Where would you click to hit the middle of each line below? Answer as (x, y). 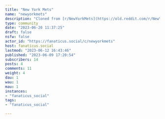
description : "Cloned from (33, 19)
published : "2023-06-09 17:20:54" (41, 55)
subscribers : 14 (22, 59)
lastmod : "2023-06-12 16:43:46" (38, 50)
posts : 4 (14, 64)
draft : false (18, 32)
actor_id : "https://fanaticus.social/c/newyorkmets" (60, 41)
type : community (22, 23)
